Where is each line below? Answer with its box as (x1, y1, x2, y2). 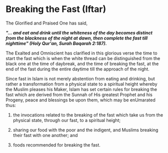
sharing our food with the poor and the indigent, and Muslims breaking (12, 126, 158, 133)
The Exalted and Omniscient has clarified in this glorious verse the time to (5, 50, 157, 56)
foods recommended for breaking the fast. (12, 141, 100, 148)
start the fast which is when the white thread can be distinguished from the (5, 55, 160, 61)
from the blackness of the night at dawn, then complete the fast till (5, 35, 148, 41)
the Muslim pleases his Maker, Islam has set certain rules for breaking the (5, 86, 157, 92)
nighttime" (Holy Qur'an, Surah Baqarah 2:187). (5, 40, 107, 46)
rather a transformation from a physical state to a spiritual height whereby (5, 81, 157, 87)
